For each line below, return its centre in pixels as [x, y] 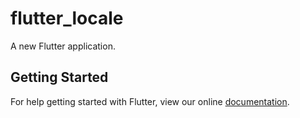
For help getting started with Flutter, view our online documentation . [150, 101]
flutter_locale [67, 18]
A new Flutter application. [63, 46]
